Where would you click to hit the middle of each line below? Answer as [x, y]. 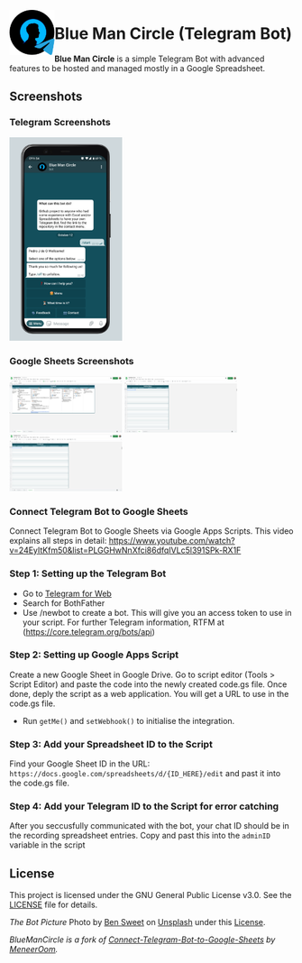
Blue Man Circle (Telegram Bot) [174, 34]
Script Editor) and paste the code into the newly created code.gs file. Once [148, 684]
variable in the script [47, 845]
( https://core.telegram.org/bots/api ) [89, 631]
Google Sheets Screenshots [72, 362]
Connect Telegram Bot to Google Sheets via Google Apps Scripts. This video [152, 531]
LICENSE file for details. [54, 905]
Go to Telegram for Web [67, 593]
